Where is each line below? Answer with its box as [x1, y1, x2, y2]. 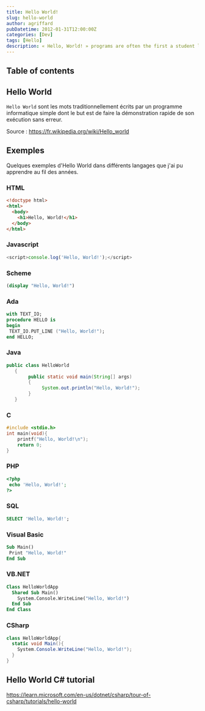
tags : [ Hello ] [6, 37, 43, 43]
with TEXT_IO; [6, 311, 43, 317]
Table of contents [6, 66, 74, 77]
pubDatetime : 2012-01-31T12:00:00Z [6, 26, 97, 32]
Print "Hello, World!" [9, 549, 67, 556]
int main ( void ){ [6, 431, 48, 437]
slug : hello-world [6, 15, 53, 21]
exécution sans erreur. [6, 116, 63, 123]
